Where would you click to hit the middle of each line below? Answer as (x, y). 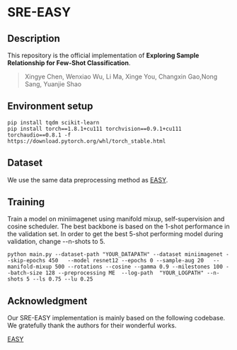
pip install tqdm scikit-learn (53, 122)
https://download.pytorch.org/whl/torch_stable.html (87, 141)
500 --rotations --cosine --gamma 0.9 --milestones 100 (139, 267)
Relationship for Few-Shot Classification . (69, 63)
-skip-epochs (27, 261)
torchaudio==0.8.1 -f (39, 135)
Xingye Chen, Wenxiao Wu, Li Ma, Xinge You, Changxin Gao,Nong (121, 76)
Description (34, 39)
